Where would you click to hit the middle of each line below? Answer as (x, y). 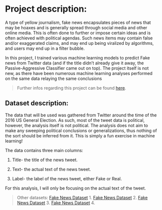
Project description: (46, 9)
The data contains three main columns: (44, 150)
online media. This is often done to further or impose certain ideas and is (78, 33)
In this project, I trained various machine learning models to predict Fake (77, 57)
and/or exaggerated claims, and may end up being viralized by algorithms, (80, 43)
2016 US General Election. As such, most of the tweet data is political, (75, 120)
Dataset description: (37, 103)
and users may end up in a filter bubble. (45, 48)
